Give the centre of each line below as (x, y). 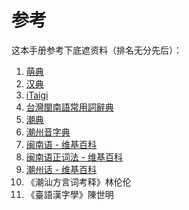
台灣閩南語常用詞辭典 (69, 107)
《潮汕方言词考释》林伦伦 (78, 182)
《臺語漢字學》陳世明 (69, 194)
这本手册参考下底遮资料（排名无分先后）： (97, 50)
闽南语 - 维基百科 (61, 144)
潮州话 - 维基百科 (61, 169)
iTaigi (37, 95)
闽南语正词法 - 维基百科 (74, 157)
